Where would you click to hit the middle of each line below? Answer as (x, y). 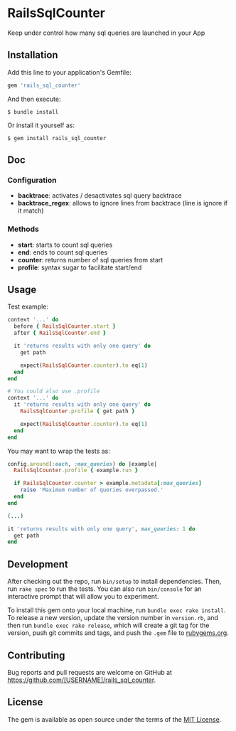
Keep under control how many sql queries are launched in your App (106, 33)
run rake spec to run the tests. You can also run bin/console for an (104, 589)
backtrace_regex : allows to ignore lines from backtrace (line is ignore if (123, 203)
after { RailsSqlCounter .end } (60, 333)
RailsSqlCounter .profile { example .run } (76, 471)
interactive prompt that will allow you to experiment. (83, 597)
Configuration (32, 180)
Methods (23, 229)
